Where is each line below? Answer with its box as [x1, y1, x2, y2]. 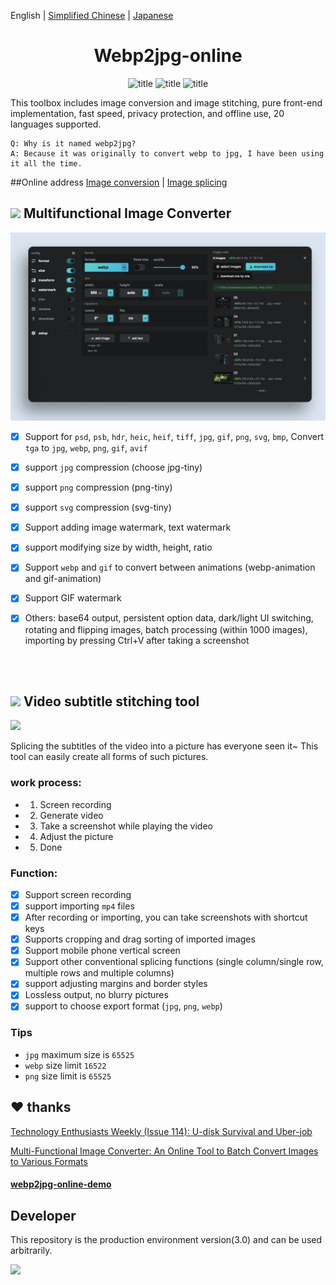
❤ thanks [10, 1099, 72, 1116]
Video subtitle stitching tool [23, 693, 200, 710]
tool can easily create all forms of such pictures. [10, 751, 209, 763]
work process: [10, 776, 82, 790]
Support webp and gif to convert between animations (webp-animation [24, 561, 316, 574]
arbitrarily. [10, 1245, 53, 1257]
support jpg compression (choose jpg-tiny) [24, 461, 203, 474]
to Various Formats [10, 1155, 88, 1167]
